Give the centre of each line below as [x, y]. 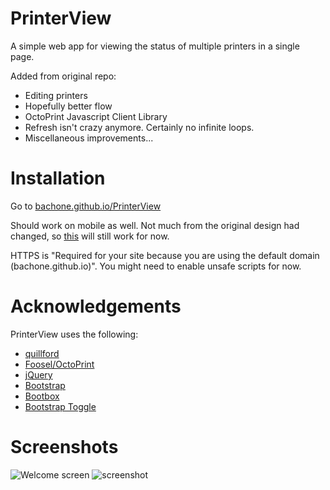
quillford [42, 353]
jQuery [38, 374]
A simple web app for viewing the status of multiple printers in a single [155, 46]
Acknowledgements [96, 306]
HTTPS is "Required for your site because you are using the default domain [165, 255]
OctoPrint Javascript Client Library [96, 116]
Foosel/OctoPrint [59, 364]
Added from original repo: [63, 76]
